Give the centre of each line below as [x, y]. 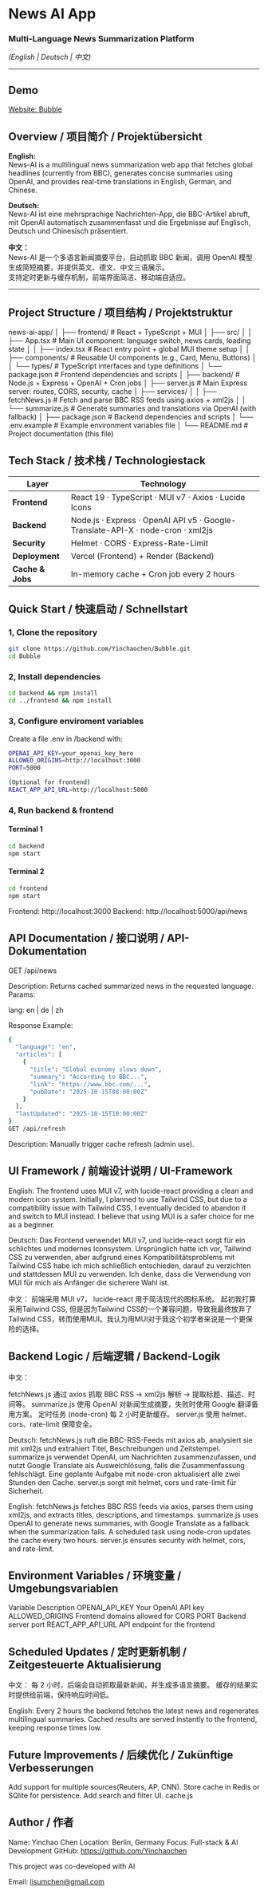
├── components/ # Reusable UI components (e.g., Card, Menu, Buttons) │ [132, 357]
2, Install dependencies [55, 677]
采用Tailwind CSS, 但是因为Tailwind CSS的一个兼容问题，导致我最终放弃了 [130, 1309]
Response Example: [41, 1025]
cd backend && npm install [53, 693]
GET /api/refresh [37, 1129]
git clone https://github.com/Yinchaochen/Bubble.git [100, 649]
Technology [163, 483]
